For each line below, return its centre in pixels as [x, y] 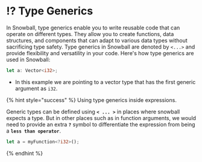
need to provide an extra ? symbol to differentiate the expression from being [101, 124]
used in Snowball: [28, 59]
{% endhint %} [25, 153]
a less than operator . [34, 131]
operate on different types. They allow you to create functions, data [90, 34]
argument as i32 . [36, 88]
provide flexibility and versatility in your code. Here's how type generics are [100, 53]
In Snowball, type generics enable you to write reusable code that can [93, 28]
